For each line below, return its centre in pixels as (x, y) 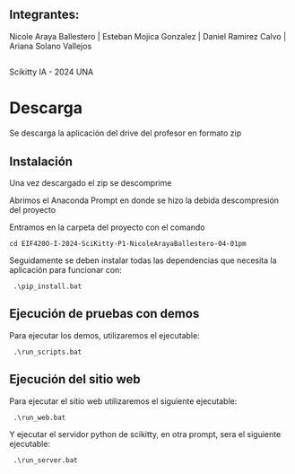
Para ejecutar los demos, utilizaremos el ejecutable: (104, 335)
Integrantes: (44, 15)
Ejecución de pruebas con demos (104, 314)
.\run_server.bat (45, 460)
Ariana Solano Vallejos (51, 46)
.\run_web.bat (39, 417)
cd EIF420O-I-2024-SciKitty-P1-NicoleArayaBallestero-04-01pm (128, 243)
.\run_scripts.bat (48, 352)
